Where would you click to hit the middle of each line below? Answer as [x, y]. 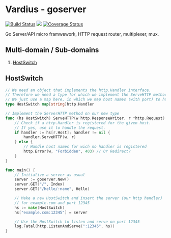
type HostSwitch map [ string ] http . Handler [50, 104]
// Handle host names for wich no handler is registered [85, 147]
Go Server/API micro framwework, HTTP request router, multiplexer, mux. [82, 34]
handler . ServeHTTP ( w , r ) [50, 137]
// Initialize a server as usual [50, 175]
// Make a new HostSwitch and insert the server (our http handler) [89, 198]
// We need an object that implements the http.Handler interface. [78, 90]
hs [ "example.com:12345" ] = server [51, 213]
